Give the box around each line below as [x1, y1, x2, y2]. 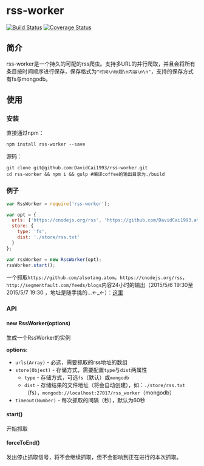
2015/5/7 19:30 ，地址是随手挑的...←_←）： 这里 [6, 289, 123, 296]
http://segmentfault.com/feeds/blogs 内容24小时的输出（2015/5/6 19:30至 [6, 282, 194, 289]
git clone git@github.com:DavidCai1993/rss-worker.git [6, 165, 148, 171]
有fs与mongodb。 [6, 75, 52, 83]
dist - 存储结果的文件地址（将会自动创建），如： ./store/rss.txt [24, 381, 185, 388]
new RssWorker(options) [6, 320, 71, 326]
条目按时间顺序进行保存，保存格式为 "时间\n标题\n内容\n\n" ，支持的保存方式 [6, 67, 194, 75]
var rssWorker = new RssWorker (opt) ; [6, 256, 102, 263]
